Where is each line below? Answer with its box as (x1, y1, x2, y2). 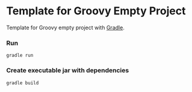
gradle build (6, 79, 39, 86)
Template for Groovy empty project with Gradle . (6, 24, 125, 31)
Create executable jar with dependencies (6, 66, 129, 75)
